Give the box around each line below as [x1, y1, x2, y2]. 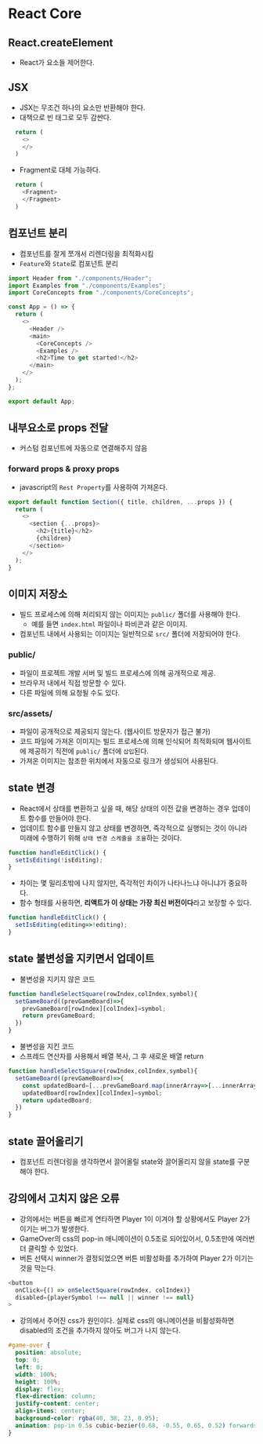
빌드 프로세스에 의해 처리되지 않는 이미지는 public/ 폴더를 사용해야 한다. [19, 610, 241, 619]
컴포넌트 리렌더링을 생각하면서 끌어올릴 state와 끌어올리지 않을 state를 [19, 1157, 236, 1166]
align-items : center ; [15, 1407, 86, 1415]
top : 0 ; [15, 1356, 41, 1364]
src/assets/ [8, 708, 53, 719]
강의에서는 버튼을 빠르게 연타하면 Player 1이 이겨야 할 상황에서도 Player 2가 [19, 1214, 250, 1223]
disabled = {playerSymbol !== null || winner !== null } [15, 1293, 194, 1301]
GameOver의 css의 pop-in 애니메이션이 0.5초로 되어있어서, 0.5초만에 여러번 [19, 1234, 255, 1243]
